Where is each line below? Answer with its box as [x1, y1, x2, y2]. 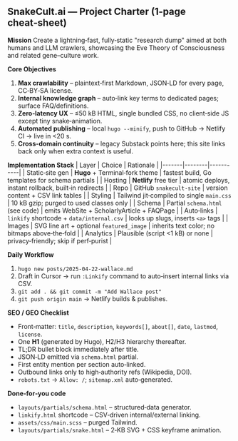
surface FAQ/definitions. [17, 101, 89, 110]
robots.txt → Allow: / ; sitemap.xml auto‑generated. [17, 375, 173, 384]
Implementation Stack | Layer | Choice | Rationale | [7, 161, 159, 169]
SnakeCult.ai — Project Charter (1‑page [7, 6, 187, 18]
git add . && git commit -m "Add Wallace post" [17, 288, 162, 295]
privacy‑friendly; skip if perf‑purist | [7, 236, 113, 245]
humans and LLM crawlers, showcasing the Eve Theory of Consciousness [7, 43, 225, 52]
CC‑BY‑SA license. [17, 86, 73, 95]
